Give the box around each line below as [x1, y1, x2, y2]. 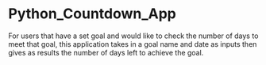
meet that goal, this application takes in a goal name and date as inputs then [8, 39, 257, 48]
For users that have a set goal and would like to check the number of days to [8, 31, 259, 40]
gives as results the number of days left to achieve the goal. [8, 48, 204, 57]
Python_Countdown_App [8, 5, 176, 23]
